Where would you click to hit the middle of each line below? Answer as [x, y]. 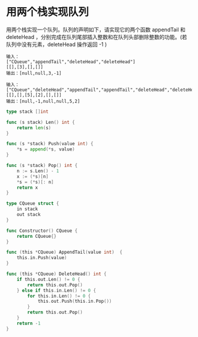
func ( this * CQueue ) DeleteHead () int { [57, 274]
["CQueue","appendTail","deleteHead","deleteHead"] [71, 62]
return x [27, 187]
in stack [27, 209]
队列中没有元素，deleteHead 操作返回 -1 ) [57, 44]
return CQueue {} [37, 236]
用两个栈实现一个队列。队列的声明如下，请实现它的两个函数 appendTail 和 [96, 30]
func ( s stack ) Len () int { [41, 122]
